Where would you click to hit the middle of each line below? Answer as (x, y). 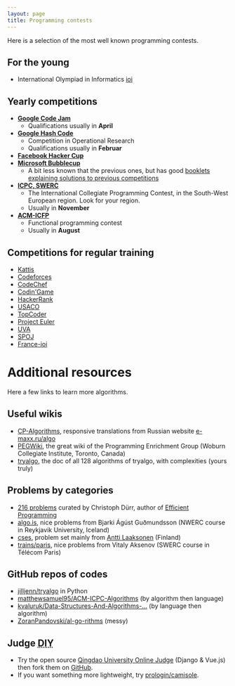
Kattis (26, 269)
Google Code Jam (44, 118)
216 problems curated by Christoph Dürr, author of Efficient (103, 507)
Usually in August (54, 231)
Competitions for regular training (81, 253)
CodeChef (32, 284)
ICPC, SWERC (38, 186)
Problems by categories (60, 490)
